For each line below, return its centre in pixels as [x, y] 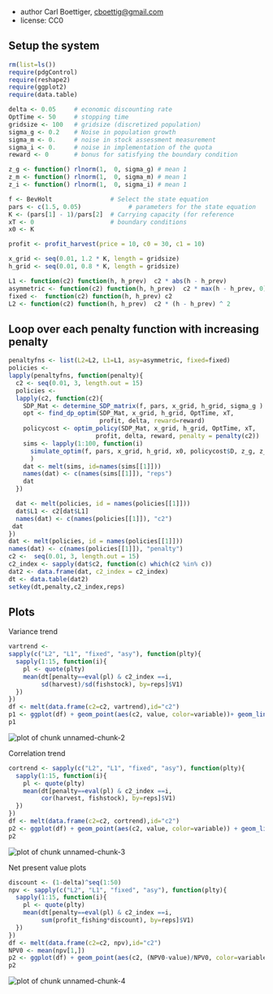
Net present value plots [48, 867]
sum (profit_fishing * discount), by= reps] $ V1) [118, 920]
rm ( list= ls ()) [32, 64]
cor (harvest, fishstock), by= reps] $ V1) [108, 799]
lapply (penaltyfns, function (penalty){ [76, 375]
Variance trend [33, 632]
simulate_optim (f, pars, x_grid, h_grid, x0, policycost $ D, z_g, [143, 451]
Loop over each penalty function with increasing [134, 329]
